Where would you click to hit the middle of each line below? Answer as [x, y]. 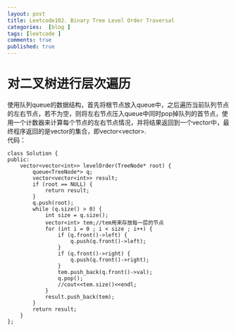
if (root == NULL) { [63, 184]
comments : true [30, 40]
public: [19, 160]
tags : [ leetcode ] [34, 34]
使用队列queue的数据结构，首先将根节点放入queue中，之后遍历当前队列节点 [118, 105]
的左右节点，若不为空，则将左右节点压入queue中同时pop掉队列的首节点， [114, 113]
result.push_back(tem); [80, 297]
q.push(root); [53, 203]
